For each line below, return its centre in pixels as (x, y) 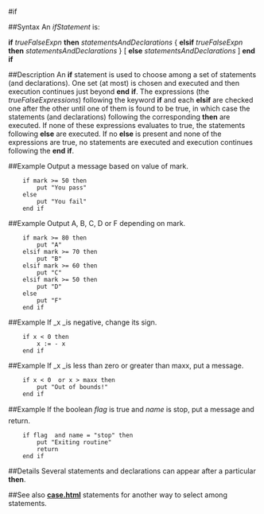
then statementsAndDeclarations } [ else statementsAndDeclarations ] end (132, 51)
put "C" (49, 273)
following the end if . (41, 151)
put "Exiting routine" (74, 442)
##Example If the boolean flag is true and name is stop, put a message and (131, 409)
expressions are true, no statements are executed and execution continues (130, 142)
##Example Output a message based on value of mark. (98, 166)
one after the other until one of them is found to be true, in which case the (129, 108)
